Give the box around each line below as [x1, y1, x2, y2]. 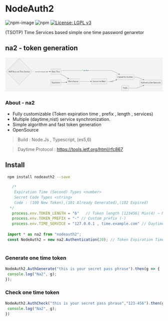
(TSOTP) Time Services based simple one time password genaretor [5, 29, 144, 35]
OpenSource [12, 126, 39, 133]
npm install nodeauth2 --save [7, 175, 70, 180]
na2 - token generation [5, 44, 78, 53]
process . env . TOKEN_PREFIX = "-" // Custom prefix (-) [11, 216, 126, 221]
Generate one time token [5, 254, 66, 261]
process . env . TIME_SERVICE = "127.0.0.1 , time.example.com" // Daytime [11, 221, 164, 226]
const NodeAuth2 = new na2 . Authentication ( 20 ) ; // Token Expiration [7, 237, 153, 242]
